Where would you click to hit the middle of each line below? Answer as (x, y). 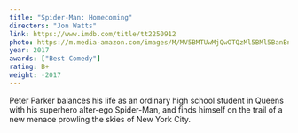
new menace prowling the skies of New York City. (100, 119)
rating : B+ (29, 67)
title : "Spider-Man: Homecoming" (71, 17)
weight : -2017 (35, 75)
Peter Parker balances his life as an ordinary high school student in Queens (146, 100)
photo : (21, 42)
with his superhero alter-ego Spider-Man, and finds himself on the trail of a (146, 110)
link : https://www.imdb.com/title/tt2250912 (93, 34)
